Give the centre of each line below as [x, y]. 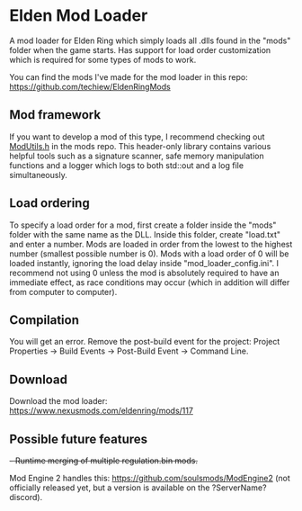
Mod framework [55, 115]
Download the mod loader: [58, 401]
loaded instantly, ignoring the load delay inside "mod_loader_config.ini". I [144, 263]
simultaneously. [38, 175]
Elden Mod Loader [79, 16]
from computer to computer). [63, 291]
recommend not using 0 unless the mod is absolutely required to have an [144, 273]
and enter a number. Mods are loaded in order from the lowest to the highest [151, 244]
